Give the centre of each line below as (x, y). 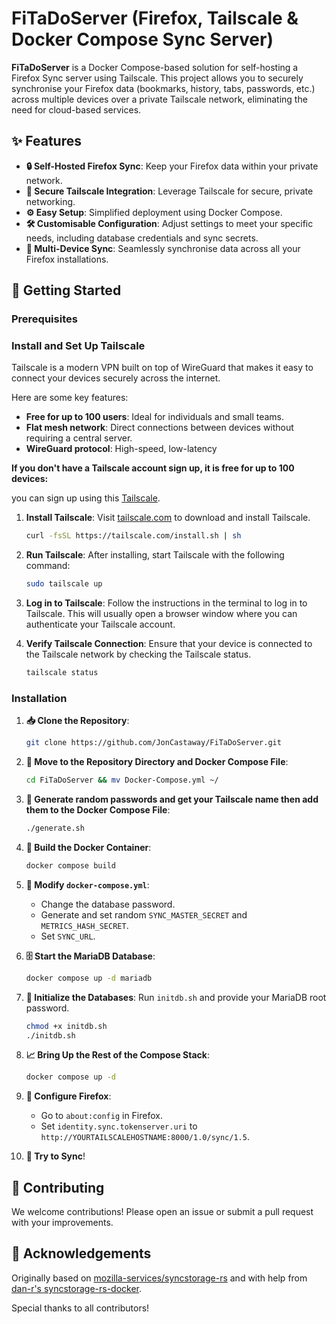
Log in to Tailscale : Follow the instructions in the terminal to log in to (166, 603)
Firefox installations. (67, 259)
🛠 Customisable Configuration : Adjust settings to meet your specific (169, 223)
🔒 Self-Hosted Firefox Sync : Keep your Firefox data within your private (172, 166)
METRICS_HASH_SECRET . (84, 925)
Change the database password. (108, 904)
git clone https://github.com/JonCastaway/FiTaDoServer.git (153, 743)
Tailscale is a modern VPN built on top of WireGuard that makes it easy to (162, 368)
